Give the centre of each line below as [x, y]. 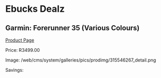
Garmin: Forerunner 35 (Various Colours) [73, 28]
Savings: [15, 70]
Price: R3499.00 [23, 50]
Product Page [20, 40]
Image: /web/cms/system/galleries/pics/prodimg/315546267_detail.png [81, 60]
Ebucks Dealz [35, 9]
